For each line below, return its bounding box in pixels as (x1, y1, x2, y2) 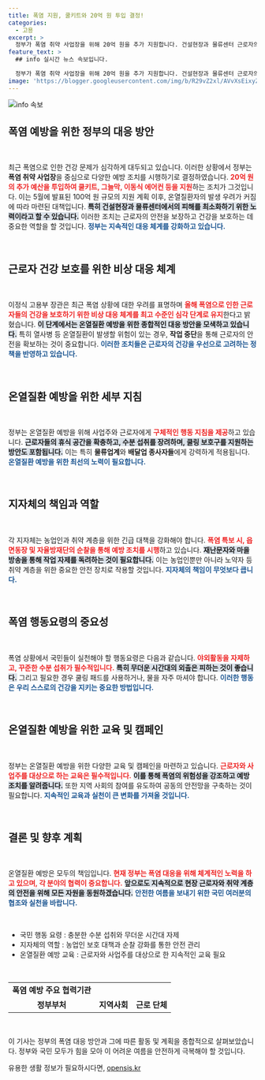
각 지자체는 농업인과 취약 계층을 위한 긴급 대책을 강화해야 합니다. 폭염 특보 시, (8, 535, 245, 545)
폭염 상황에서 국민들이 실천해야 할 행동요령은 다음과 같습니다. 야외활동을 (8, 653, 230, 662)
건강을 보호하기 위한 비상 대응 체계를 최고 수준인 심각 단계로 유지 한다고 (28, 310, 243, 319)
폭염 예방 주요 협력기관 (12, 985, 92, 996)
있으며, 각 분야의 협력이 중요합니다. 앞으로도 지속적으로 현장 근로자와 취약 (16, 878, 239, 888)
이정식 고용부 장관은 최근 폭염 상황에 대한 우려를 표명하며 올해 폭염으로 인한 (8, 300, 239, 310)
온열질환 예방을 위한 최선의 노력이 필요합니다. (8, 457, 146, 467)
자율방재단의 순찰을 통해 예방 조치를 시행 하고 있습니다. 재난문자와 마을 (36, 545, 250, 554)
